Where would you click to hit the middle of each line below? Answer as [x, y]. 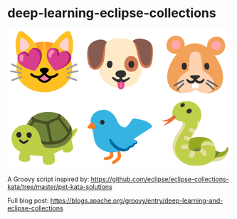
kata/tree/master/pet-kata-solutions [60, 186]
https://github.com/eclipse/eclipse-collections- [160, 179]
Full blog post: [28, 200]
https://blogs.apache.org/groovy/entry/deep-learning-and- [137, 200]
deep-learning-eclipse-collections [112, 13]
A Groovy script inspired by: [48, 179]
